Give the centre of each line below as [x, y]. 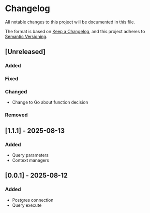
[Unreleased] [25, 52]
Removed [16, 115]
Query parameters [30, 155]
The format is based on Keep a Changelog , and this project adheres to [75, 31]
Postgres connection [33, 200]
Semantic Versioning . [26, 36]
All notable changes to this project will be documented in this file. [70, 22]
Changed [16, 92]
